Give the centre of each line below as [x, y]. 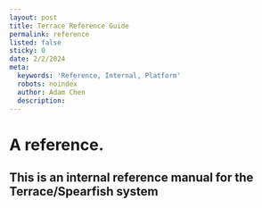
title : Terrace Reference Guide [69, 26]
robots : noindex [47, 84]
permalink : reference [49, 34]
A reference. [57, 145]
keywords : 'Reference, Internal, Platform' [99, 76]
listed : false [36, 42]
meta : [19, 68]
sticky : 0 [28, 51]
